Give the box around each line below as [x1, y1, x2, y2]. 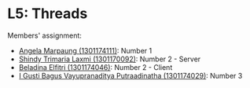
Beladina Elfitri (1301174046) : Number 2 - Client [18, 62, 173, 71]
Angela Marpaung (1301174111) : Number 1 [18, 46, 153, 55]
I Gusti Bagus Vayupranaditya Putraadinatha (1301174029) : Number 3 [18, 71, 243, 80]
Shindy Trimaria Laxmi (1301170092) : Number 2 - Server [18, 54, 201, 64]
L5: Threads [7, 5, 88, 23]
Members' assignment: [7, 31, 82, 40]
